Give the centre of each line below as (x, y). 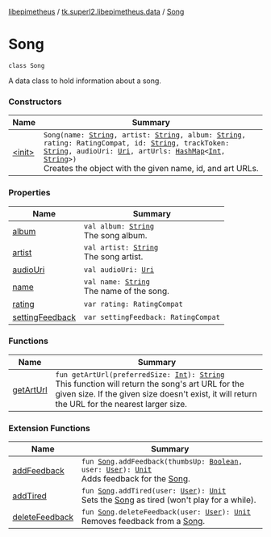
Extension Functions (49, 428)
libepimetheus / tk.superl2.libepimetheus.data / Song (96, 12)
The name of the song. (126, 291)
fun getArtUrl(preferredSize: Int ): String (140, 374)
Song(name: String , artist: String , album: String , (144, 135)
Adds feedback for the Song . (136, 479)
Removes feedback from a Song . (143, 522)
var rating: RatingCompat (133, 304)
